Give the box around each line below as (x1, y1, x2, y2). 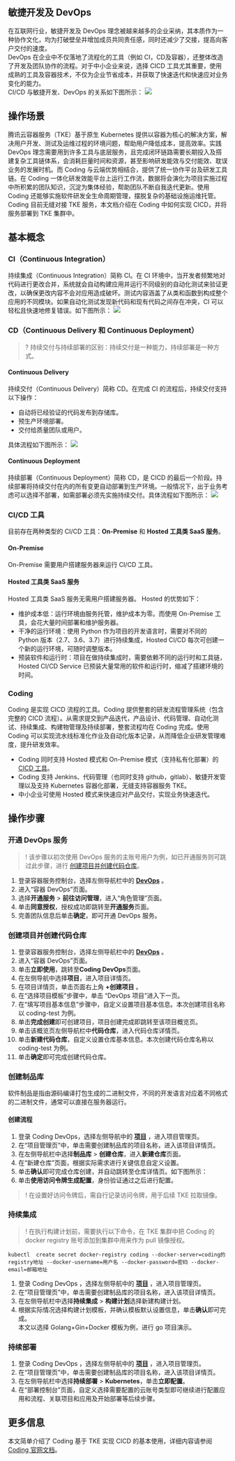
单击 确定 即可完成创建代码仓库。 (17, 1053, 110, 1061)
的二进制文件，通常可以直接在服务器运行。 (8, 1098, 130, 1106)
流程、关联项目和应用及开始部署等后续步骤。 (30, 1394, 159, 1403)
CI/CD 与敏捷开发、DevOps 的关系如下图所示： (8, 88, 144, 96)
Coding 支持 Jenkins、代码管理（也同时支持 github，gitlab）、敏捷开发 (17, 773, 220, 781)
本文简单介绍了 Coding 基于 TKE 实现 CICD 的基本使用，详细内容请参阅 (8, 1436, 213, 1445)
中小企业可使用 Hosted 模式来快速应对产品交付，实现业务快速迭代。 (17, 790, 214, 799)
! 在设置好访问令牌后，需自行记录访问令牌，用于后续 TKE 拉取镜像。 (24, 1191, 222, 1199)
